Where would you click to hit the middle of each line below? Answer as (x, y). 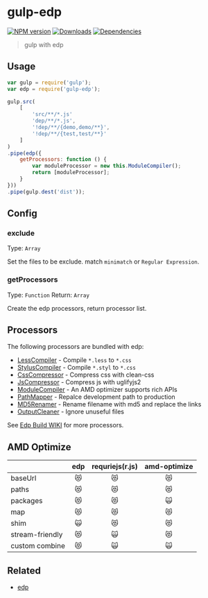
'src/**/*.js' (52, 114)
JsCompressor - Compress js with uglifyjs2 (79, 382)
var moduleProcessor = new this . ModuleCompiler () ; (107, 166)
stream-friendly (37, 535)
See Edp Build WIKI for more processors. (66, 425)
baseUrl (24, 478)
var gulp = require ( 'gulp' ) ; (49, 83)
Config (22, 213)
